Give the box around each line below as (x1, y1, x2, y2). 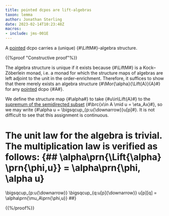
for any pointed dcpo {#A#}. (5, 86, 64, 92)
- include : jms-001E (5, 31, 49, 36)
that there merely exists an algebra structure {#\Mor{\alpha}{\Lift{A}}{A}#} (5, 81, 161, 87)
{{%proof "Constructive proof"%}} (5, 55, 77, 61)
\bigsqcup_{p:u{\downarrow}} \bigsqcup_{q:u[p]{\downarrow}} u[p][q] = (5, 190, 157, 196)
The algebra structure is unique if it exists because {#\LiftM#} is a (5, 64, 142, 70)
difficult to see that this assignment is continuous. (5, 112, 109, 118)
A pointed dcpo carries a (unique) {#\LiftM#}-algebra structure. (5, 45, 138, 51)
